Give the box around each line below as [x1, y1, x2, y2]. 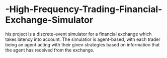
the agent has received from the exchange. [5, 47, 95, 53]
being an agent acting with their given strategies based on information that [5, 41, 160, 47]
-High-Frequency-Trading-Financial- [5, 4, 162, 15]
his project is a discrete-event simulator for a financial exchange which [5, 31, 152, 37]
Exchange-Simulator [5, 14, 94, 26]
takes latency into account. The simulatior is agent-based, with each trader [5, 36, 161, 42]
